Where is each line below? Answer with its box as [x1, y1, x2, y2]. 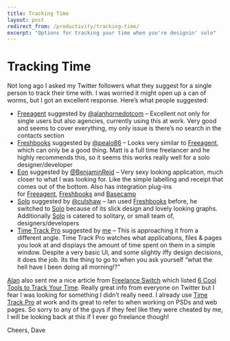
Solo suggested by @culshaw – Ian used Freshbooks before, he [16, 197, 198, 206]
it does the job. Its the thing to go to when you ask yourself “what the [16, 256, 213, 264]
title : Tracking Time [7, 10, 69, 17]
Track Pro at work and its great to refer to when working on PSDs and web [7, 298, 218, 307]
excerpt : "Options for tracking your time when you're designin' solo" [7, 29, 216, 36]
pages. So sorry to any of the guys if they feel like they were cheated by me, [7, 305, 223, 313]
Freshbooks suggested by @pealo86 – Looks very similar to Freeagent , [16, 139, 219, 147]
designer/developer [16, 161, 73, 169]
